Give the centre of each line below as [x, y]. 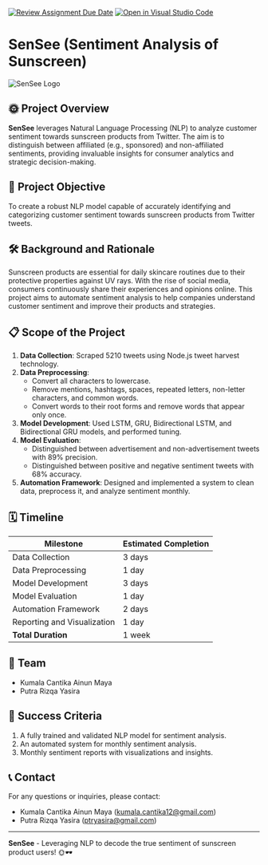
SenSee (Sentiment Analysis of [114, 45]
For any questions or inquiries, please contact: [85, 796]
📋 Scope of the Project [67, 332]
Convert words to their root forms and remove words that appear [138, 406]
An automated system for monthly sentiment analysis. [108, 744]
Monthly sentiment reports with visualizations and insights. [116, 752]
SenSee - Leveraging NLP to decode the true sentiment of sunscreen [122, 843]
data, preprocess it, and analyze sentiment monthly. [105, 492]
